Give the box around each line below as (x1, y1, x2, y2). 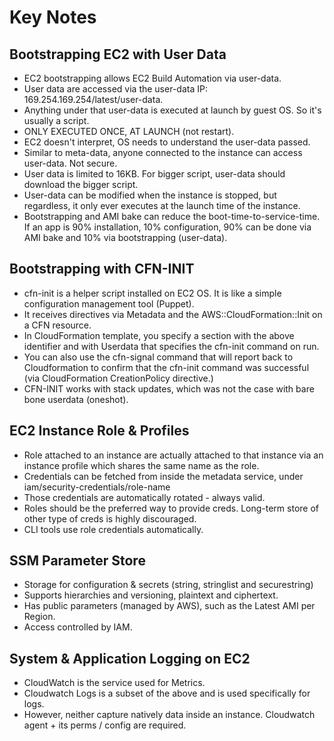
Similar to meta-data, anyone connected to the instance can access (23, 147, 303, 158)
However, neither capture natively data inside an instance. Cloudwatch (23, 709, 316, 721)
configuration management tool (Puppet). (23, 297, 195, 310)
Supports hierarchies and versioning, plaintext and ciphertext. (23, 589, 279, 601)
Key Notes (9, 6, 97, 29)
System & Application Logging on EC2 (9, 650, 251, 667)
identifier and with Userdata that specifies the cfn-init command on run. (23, 340, 320, 352)
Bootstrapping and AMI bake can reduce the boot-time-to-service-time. (23, 211, 321, 222)
